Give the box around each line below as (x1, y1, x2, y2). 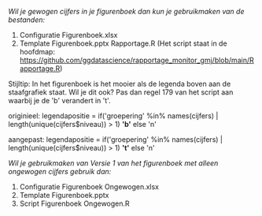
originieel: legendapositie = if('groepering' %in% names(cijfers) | (8, 111, 219, 121)
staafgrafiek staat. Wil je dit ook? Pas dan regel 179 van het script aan (8, 88, 234, 97)
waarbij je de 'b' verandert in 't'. (8, 96, 112, 105)
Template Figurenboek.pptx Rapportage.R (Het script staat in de (19, 39, 227, 48)
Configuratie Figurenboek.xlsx (19, 31, 118, 39)
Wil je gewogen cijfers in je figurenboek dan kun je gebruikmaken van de (8, 7, 245, 16)
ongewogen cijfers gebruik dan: (8, 167, 112, 176)
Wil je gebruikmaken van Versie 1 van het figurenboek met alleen (8, 158, 219, 168)
